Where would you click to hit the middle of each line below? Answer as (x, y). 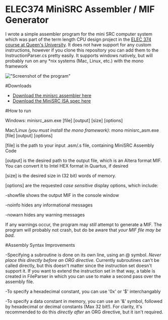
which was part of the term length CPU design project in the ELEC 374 (78, 39)
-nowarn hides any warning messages (45, 215)
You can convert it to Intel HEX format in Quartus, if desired (67, 166)
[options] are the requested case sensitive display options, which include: (82, 185)
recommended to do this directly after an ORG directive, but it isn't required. (84, 312)
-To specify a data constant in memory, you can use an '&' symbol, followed (84, 301)
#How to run (18, 111)
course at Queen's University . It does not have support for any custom (78, 44)
